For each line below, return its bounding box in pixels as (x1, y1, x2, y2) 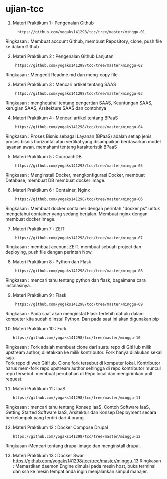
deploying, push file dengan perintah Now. (5, 249, 93, 255)
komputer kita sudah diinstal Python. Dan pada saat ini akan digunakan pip (5, 316, 159, 322)
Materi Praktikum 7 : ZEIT (12, 226, 65, 232)
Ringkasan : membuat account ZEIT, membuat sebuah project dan (5, 243, 142, 250)
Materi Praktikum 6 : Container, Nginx (12, 187, 90, 193)
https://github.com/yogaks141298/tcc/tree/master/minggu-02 (15, 63, 143, 68)
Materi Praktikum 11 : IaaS (12, 385, 66, 391)
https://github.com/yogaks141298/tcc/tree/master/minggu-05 (15, 163, 143, 168)
